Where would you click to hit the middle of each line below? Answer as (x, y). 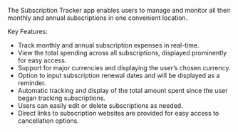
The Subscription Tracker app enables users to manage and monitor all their (119, 10)
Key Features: (27, 32)
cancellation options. (48, 121)
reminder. (32, 83)
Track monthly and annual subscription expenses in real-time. (108, 45)
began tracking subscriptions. (61, 98)
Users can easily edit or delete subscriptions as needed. (100, 105)
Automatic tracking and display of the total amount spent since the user (123, 90)
